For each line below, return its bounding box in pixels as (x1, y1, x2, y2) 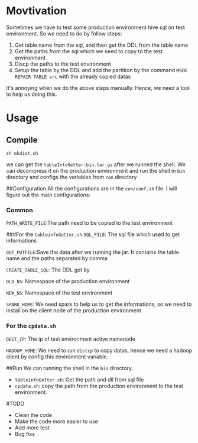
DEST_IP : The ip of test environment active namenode (6, 335, 136, 342)
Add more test (14, 424, 50, 431)
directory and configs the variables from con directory (6, 173, 137, 180)
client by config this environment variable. (6, 353, 109, 360)
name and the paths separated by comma (6, 255, 108, 262)
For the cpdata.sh (6, 322, 56, 330)
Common (6, 206, 34, 214)
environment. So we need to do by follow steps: (6, 30, 122, 37)
